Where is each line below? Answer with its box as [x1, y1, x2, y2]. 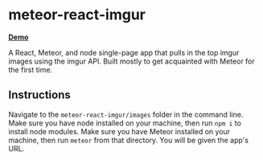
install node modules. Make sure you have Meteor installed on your [8, 126, 231, 136]
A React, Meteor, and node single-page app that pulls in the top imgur [8, 47, 240, 57]
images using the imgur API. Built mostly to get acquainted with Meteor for [8, 56, 255, 66]
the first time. [8, 64, 53, 74]
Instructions [8, 88, 71, 102]
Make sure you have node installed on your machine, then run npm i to [8, 118, 241, 128]
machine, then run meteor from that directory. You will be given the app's [8, 135, 249, 145]
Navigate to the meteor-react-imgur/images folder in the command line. [8, 109, 244, 119]
